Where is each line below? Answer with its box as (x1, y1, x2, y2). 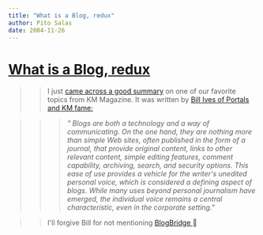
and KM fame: (47, 104, 93, 113)
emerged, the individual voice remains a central (66, 195, 223, 204)
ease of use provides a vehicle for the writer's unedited (66, 169, 247, 179)
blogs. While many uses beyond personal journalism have (66, 186, 256, 195)
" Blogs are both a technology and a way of (66, 119, 210, 128)
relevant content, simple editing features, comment (66, 152, 234, 162)
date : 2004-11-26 (8, 26, 66, 34)
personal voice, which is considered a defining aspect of (66, 177, 253, 187)
